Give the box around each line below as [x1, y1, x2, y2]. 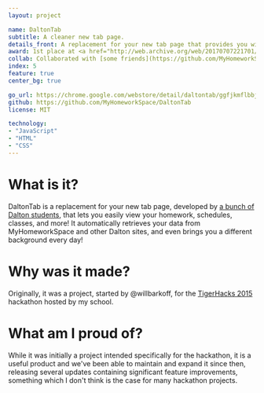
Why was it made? [8, 263, 131, 280]
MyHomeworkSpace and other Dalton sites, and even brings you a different [8, 226, 253, 236]
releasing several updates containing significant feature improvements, [8, 367, 238, 376]
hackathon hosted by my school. [8, 296, 114, 307]
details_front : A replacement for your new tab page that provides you [8, 40, 247, 48]
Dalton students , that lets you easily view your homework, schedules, [8, 210, 233, 219]
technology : [8, 119, 47, 128]
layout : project [8, 11, 61, 20]
